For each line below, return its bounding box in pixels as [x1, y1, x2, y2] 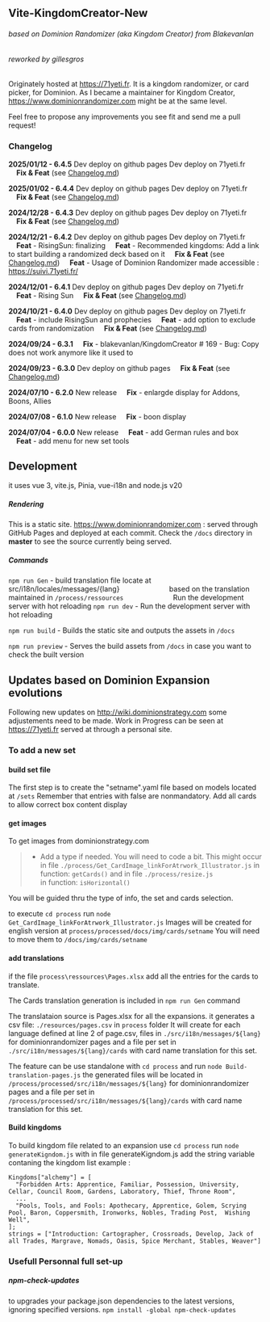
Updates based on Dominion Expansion [8, 673, 210, 687]
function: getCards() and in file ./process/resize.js [39, 869, 214, 879]
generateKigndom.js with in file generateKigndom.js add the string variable [8, 1149, 255, 1159]
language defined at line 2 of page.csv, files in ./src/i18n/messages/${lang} [8, 1028, 262, 1038]
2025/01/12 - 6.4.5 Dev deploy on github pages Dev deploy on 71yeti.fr [8, 159, 246, 169]
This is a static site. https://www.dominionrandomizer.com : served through [8, 520, 259, 529]
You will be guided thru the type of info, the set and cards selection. [8, 893, 234, 903]
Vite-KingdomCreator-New [8, 6, 148, 20]
